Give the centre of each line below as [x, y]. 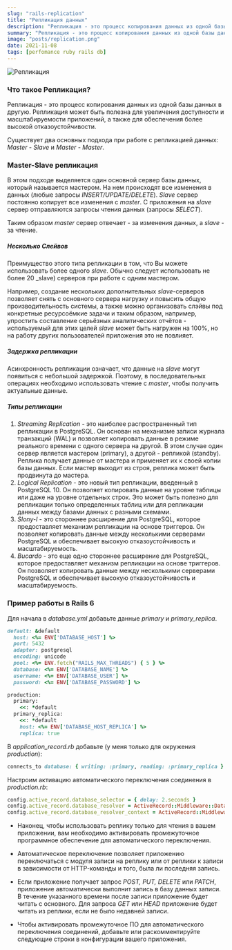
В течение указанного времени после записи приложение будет [113, 896]
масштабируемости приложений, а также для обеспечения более [105, 119]
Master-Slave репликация [53, 165]
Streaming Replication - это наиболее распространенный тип [107, 424]
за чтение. [22, 230]
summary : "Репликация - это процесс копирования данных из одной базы [111, 33]
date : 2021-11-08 [32, 46]
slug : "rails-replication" [46, 13]
